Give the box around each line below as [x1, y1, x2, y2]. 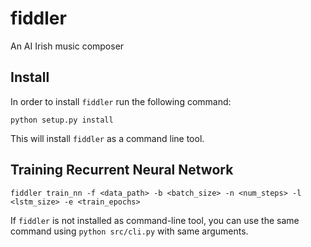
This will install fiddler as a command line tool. [10, 132, 205, 144]
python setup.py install [10, 115, 114, 125]
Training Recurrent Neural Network [10, 162, 234, 179]
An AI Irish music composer [10, 40, 125, 52]
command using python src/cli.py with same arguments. [10, 225, 249, 237]
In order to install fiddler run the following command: [10, 95, 232, 107]
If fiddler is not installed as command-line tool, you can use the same [10, 214, 300, 226]
